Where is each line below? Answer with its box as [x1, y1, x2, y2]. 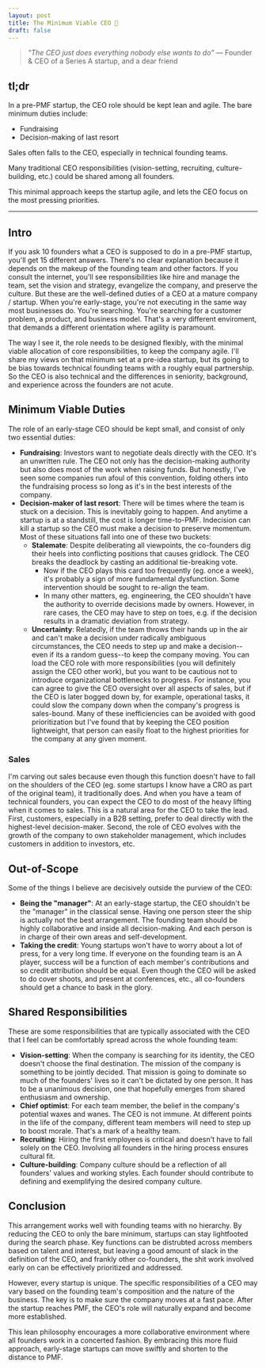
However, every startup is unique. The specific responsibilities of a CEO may [8, 1278, 258, 1287]
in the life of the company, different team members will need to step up [19, 1118, 252, 1127]
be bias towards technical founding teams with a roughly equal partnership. [8, 364, 255, 372]
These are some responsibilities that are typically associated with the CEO [8, 1027, 250, 1036]
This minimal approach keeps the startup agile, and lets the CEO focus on [8, 187, 248, 196]
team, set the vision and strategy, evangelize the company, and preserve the [8, 280, 258, 290]
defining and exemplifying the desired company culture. [19, 1176, 203, 1186]
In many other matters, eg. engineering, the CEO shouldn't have [43, 591, 252, 600]
